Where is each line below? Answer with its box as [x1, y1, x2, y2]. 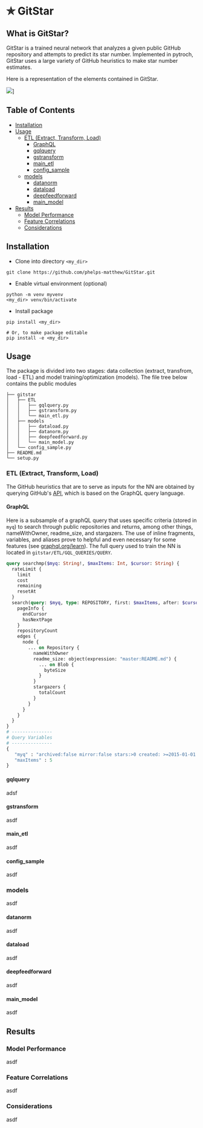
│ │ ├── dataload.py [6, 424, 69, 430]
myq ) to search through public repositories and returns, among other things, [6, 523, 193, 530]
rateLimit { [11, 566, 42, 572]
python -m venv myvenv [6, 291, 63, 297]
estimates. [6, 63, 32, 71]
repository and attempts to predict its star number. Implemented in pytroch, [6, 51, 193, 58]
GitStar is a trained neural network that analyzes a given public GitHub [6, 44, 181, 51]
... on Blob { [38, 662, 74, 668]
